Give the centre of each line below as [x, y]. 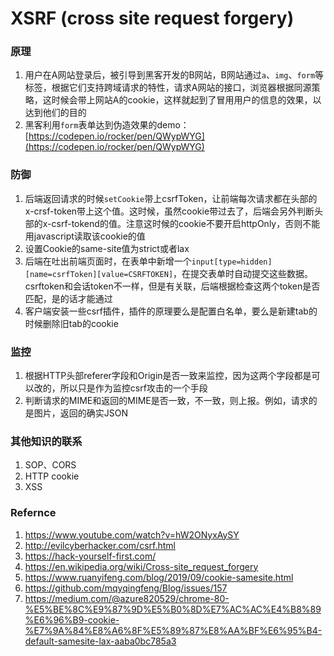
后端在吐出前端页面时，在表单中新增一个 [108, 261]
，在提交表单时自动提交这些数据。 [243, 273]
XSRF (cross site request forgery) [152, 18]
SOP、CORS [50, 465]
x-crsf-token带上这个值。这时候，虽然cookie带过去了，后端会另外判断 [169, 211]
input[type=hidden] [232, 262]
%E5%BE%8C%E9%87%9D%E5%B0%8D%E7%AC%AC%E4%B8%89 [173, 609]
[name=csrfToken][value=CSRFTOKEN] [99, 274]
